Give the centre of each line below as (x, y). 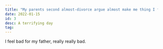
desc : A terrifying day (29, 23)
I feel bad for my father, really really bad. (46, 41)
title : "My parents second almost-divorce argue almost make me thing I (80, 9)
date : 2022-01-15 (23, 14)
